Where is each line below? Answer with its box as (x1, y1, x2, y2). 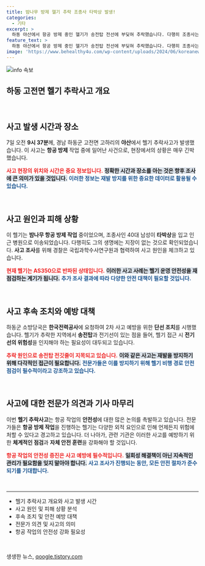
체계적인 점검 (12, 438, 44, 446)
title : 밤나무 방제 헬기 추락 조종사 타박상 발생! (6, 9, 116, 15)
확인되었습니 (168, 239, 199, 246)
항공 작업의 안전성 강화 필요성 (15, 528, 85, 535)
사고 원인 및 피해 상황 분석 (15, 505, 77, 512)
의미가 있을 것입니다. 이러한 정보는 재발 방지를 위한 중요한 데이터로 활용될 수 (18, 175, 197, 182)
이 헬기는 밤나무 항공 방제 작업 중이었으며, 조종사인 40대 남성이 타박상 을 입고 (6, 231, 188, 239)
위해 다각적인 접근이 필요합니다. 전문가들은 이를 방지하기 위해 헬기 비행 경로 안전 (6, 360, 195, 366)
